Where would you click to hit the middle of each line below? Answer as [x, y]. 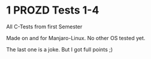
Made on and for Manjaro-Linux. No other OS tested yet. [76, 38]
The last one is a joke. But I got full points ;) [60, 49]
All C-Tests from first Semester [44, 27]
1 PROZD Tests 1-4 [53, 10]
